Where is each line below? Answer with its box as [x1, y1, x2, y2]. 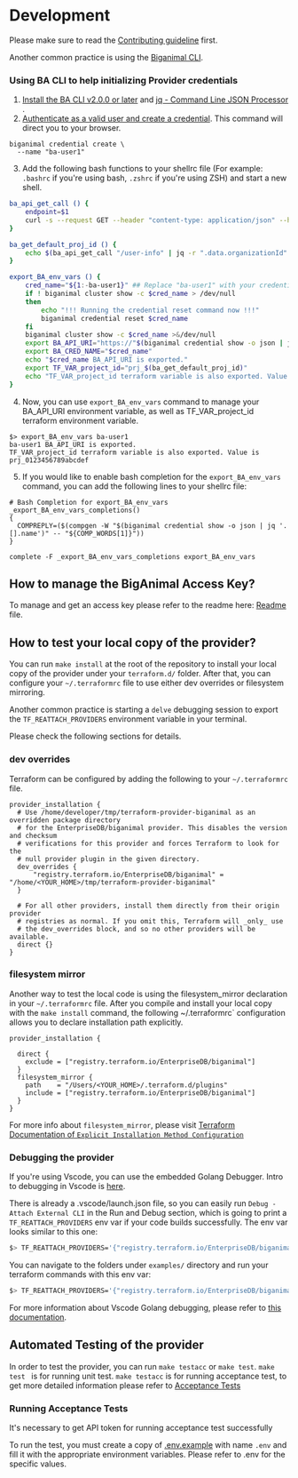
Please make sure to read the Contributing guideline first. [9, 35, 218, 45]
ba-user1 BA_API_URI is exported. [9, 440, 137, 449]
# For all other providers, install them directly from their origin [17, 901, 279, 910]
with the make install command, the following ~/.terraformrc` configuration [9, 1007, 286, 1018]
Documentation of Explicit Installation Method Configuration [9, 1129, 244, 1139]
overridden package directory [9, 815, 122, 825]
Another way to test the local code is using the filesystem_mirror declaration [9, 988, 288, 999]
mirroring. [9, 687, 46, 698]
